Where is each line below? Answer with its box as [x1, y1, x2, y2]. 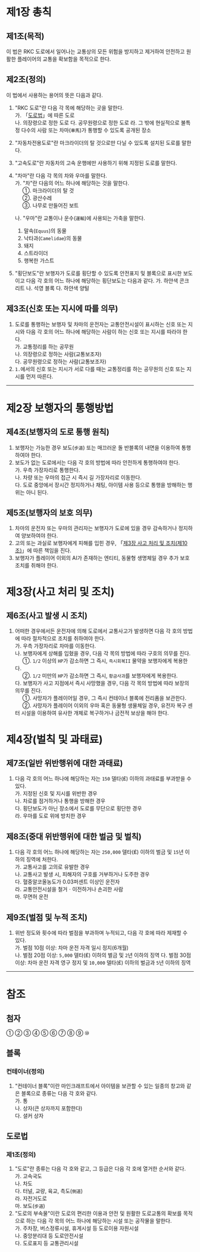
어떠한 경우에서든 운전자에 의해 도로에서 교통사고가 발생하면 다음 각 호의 [14, 627, 182, 635]
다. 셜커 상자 [14, 1112, 44, 1119]
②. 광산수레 [22, 194, 52, 202]
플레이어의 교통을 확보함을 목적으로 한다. [17, 55, 111, 63]
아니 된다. [26, 488, 49, 495]
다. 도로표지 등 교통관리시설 [14, 1239, 79, 1247]
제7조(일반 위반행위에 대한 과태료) [6, 758, 123, 768]
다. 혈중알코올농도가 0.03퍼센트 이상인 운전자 [14, 878, 120, 885]
